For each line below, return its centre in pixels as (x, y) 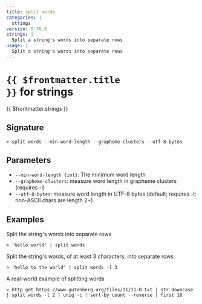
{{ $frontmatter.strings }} (37, 108)
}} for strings (40, 92)
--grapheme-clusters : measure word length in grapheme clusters (96, 181)
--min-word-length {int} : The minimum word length (80, 175)
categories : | (24, 18)
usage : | (17, 46)
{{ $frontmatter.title (63, 80)
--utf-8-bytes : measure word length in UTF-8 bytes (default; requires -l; (106, 194)
